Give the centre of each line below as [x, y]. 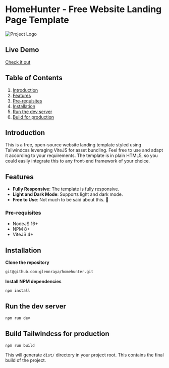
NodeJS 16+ [25, 224]
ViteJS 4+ [23, 234]
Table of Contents [34, 78]
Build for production [33, 117]
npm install [18, 291]
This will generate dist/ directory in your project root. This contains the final [84, 355]
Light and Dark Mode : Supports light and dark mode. [68, 194]
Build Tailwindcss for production [57, 334]
